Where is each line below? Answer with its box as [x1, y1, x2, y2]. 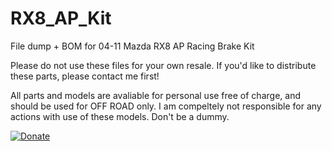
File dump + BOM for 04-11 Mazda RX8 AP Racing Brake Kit [10, 40, 255, 52]
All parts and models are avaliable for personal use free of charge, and [10, 89, 301, 101]
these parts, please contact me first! [10, 70, 160, 82]
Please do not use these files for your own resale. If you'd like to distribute [10, 59, 317, 71]
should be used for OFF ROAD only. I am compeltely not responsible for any [10, 100, 322, 112]
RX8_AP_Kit [10, 7, 112, 30]
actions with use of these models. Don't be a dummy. [10, 110, 230, 122]
